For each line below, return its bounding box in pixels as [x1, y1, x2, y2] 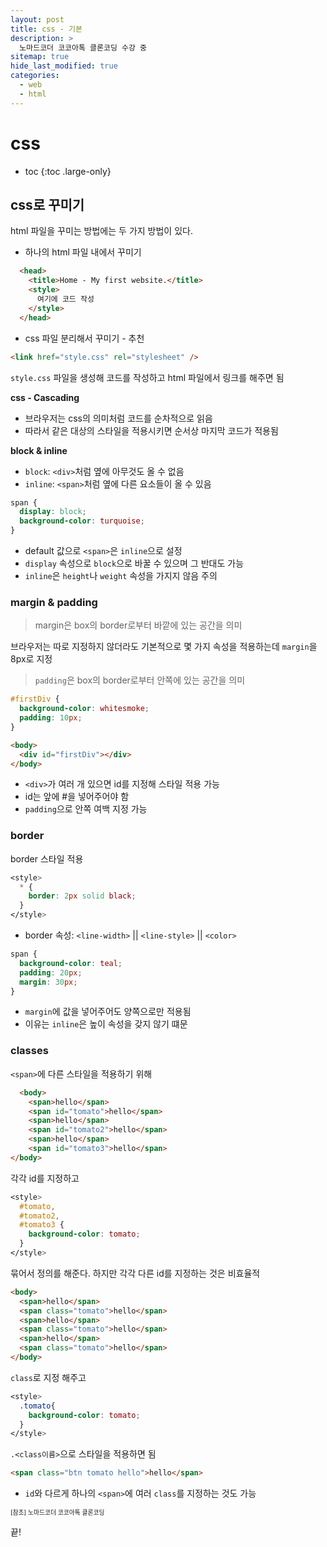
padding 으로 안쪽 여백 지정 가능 [24, 803, 148, 815]
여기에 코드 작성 [36, 294, 95, 304]
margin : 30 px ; [19, 977, 78, 987]
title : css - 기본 [10, 24, 83, 34]
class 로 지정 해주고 [10, 1371, 87, 1383]
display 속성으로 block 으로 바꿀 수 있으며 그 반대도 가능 [24, 557, 245, 569]
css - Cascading [10, 391, 80, 403]
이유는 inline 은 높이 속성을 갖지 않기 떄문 [24, 1018, 188, 1030]
